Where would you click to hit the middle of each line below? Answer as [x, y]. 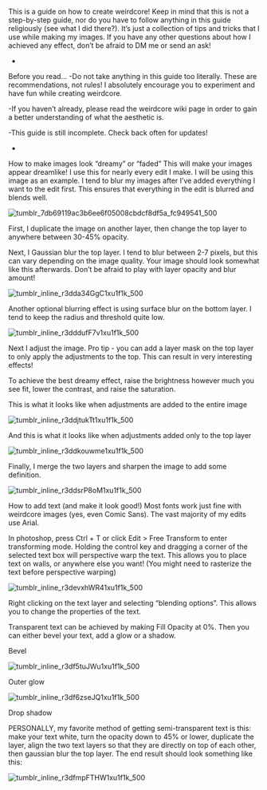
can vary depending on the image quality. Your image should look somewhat [134, 261]
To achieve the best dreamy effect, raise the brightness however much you [132, 381]
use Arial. [24, 523]
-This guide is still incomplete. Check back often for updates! [108, 132]
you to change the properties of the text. [75, 611]
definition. [25, 475]
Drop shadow [30, 713]
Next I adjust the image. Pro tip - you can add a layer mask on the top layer [131, 348]
